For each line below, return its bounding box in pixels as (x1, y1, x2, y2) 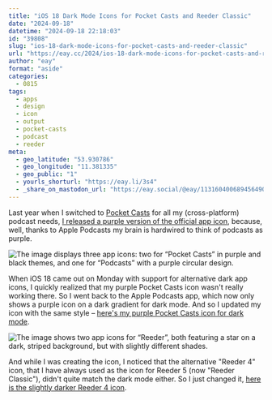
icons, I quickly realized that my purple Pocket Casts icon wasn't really (8, 282, 244, 292)
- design (15, 102, 45, 110)
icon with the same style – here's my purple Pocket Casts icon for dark (8, 308, 244, 317)
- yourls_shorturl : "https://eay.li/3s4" (15, 178, 158, 187)
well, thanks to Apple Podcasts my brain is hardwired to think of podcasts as (8, 225, 263, 234)
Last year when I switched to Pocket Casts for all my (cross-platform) (8, 208, 240, 217)
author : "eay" (8, 58, 57, 66)
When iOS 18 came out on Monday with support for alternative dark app (8, 273, 249, 283)
